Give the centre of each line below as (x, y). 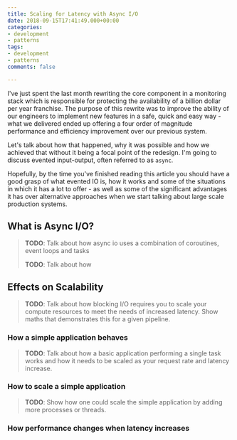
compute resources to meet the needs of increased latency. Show (121, 312)
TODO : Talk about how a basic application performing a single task (123, 353)
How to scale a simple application (67, 387)
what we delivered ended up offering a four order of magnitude (100, 123)
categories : (25, 27)
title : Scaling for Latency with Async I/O (73, 14)
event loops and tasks (57, 251)
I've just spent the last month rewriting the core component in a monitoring (117, 93)
